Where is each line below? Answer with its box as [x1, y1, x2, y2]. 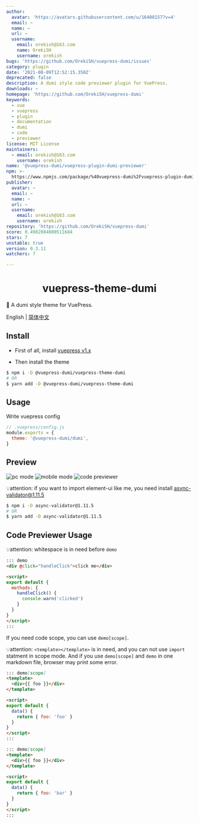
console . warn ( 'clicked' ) [21, 596, 84, 602]
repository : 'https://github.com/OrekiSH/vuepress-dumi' [6, 223, 150, 229]
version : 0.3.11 [6, 245, 46, 252]
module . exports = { [6, 430, 54, 436]
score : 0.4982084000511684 [6, 229, 73, 235]
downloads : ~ [6, 86, 38, 92]
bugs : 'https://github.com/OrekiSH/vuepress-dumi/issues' [6, 58, 152, 64]
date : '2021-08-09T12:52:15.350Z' [6, 69, 92, 75]
